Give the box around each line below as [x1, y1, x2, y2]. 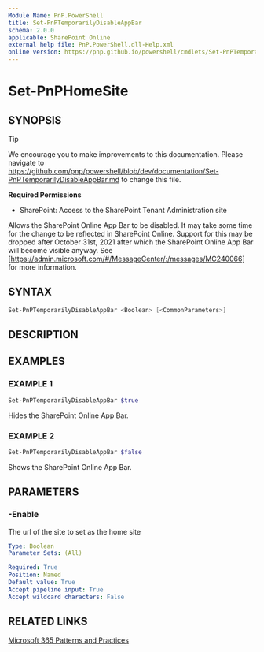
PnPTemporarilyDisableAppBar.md [8, 175, 120, 184]
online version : [8, 48, 61, 56]
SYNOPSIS [8, 114, 62, 127]
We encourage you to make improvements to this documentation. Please [8, 150, 244, 158]
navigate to [8, 158, 45, 167]
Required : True [8, 564, 58, 572]
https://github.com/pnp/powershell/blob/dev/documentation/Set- [8, 166, 219, 176]
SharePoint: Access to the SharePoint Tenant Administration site [19, 206, 228, 214]
